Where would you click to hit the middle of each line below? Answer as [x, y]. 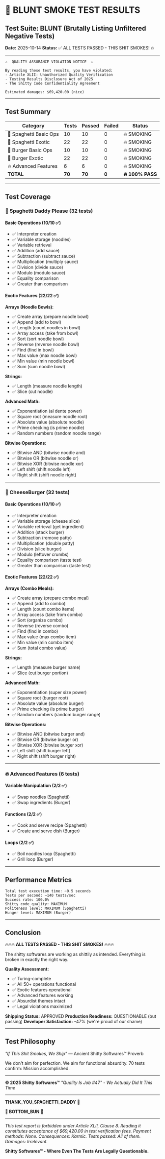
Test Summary [28, 112]
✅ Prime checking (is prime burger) [48, 709]
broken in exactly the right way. [37, 960]
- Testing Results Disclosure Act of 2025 [49, 79]
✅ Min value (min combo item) [43, 642]
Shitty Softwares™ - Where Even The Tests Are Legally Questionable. [77, 1151]
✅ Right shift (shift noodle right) [44, 475]
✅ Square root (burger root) [40, 697]
